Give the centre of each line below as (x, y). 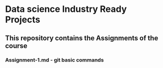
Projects (23, 20)
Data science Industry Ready (66, 9)
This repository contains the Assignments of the (82, 38)
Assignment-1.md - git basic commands (55, 60)
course (16, 46)
